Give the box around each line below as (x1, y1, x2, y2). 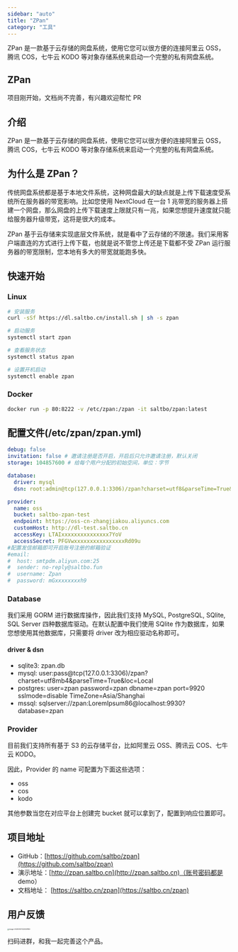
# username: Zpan (7, 571, 62, 578)
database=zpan (17, 706, 64, 715)
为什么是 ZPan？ (7, 168, 80, 180)
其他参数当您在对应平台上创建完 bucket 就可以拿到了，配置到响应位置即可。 (7, 809, 229, 817)
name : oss (13, 505, 42, 512)
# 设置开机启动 (7, 366, 46, 373)
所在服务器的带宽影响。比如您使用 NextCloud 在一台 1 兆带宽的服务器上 (13, 196, 222, 206)
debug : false (7, 446, 46, 454)
